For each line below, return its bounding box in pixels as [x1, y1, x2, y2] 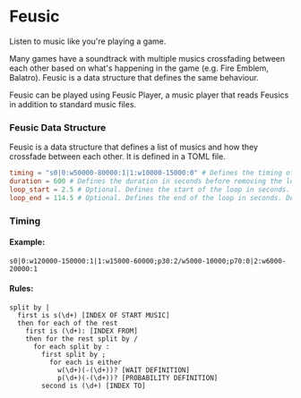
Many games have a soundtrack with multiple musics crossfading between [9, 53, 286, 64]
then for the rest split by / [25, 334, 139, 343]
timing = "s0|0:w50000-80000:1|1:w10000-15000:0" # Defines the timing [9, 168, 282, 178]
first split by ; [41, 351, 106, 360]
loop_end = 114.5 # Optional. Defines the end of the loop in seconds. [9, 193, 282, 202]
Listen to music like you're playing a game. [9, 36, 167, 47]
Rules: [9, 284, 34, 294]
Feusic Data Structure [9, 121, 107, 133]
